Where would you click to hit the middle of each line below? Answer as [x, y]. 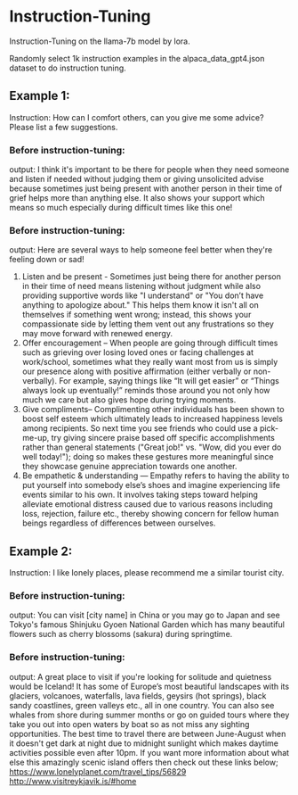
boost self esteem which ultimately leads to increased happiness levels [152, 419]
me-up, [36, 438]
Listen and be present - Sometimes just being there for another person [152, 277]
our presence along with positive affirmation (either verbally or [137, 371]
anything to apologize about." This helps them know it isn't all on [141, 305]
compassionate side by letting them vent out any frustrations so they [148, 324]
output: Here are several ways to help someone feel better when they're [141, 250]
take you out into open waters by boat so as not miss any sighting [129, 724]
